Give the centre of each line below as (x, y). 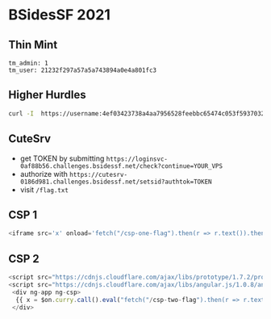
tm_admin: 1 (28, 63)
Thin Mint (33, 45)
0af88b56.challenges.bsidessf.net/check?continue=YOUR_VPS (121, 166)
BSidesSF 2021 (60, 15)
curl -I (21, 113)
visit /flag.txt (44, 189)
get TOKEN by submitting (62, 158)
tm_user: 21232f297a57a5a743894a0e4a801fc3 (83, 70)
